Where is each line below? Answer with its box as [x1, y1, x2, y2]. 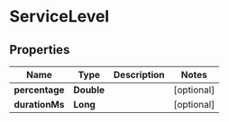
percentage [14, 83, 65, 96]
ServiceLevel [9, 6, 110, 27]
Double [73, 83, 105, 96]
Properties [9, 42, 70, 57]
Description [113, 69, 165, 81]
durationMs [14, 99, 65, 110]
